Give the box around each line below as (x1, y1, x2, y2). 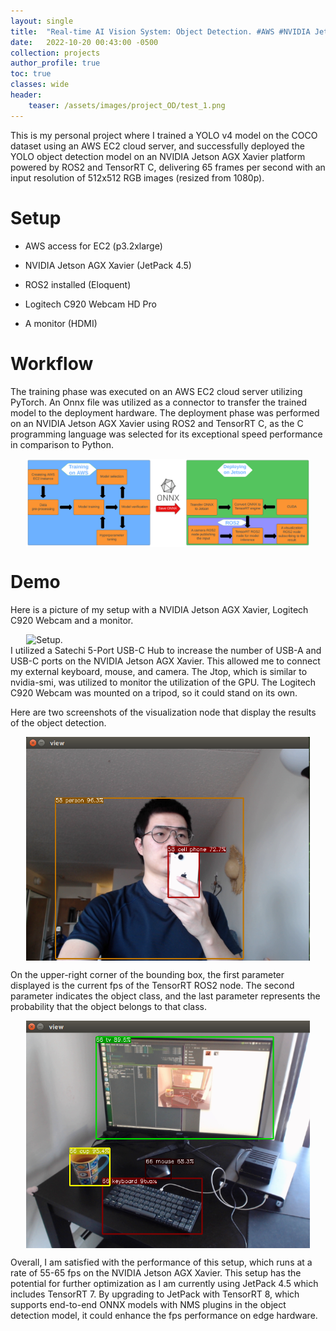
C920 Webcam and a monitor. (10, 615, 134, 627)
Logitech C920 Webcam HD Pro (24, 298, 157, 310)
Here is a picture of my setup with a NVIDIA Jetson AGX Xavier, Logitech (10, 604, 309, 616)
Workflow (10, 352, 94, 375)
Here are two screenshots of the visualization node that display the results (10, 706, 317, 719)
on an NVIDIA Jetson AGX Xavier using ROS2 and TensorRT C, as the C (10, 417, 304, 429)
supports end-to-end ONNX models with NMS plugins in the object (10, 1298, 287, 1310)
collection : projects (10, 48, 101, 58)
